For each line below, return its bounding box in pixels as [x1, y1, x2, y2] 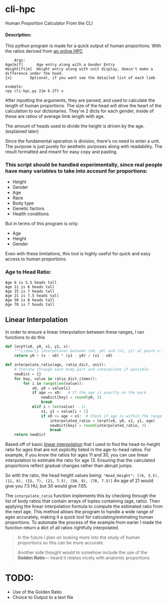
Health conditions [12, 211, 49, 217]
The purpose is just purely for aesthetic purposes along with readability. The [5, 143, 162, 149]
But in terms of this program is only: [5, 221, 79, 227]
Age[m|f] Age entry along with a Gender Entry [5, 62, 115, 67]
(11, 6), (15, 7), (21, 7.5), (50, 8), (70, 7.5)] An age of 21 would [5, 478, 153, 484]
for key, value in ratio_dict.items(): [14, 376, 97, 381]
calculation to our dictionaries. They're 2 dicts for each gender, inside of [5, 108, 154, 114]
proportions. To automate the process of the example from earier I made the [5, 519, 162, 525]
